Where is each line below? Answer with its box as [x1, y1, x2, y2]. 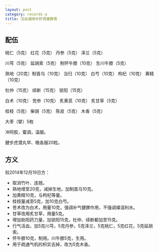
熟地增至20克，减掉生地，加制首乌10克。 [12, 186, 96, 192]
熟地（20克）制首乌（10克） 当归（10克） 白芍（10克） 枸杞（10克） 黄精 [5, 71, 154, 77]
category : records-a [5, 12, 48, 17]
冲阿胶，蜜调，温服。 [5, 129, 48, 135]
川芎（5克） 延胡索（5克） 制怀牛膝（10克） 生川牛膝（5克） [5, 60, 129, 66]
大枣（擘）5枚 [5, 119, 34, 125]
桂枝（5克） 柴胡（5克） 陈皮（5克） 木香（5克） [5, 108, 106, 114]
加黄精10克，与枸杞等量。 [12, 192, 65, 198]
